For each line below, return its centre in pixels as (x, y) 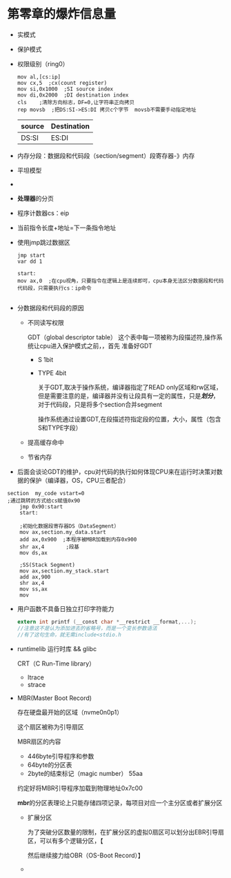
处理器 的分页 (35, 198)
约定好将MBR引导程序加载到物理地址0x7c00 (80, 788)
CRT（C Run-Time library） (56, 664)
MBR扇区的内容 (39, 741)
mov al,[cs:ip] (39, 77)
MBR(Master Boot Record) (54, 698)
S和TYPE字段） (60, 428)
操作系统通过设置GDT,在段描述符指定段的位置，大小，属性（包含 (130, 419)
